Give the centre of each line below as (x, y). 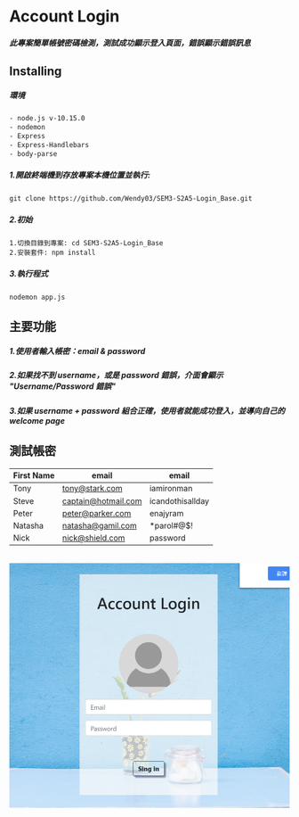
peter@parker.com (97, 513)
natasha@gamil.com (99, 526)
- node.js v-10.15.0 (48, 119)
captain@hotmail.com (102, 500)
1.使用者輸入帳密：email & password (77, 351)
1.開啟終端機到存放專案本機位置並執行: (80, 175)
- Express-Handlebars (49, 145)
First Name (34, 475)
